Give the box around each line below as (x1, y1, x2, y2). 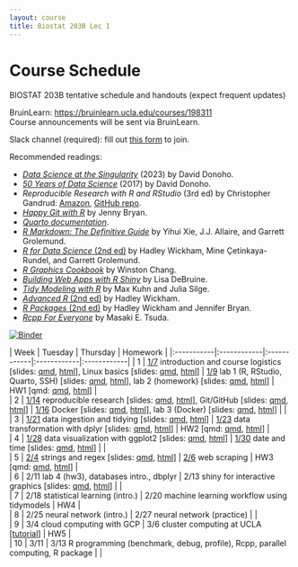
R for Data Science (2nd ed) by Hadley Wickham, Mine (22, 245, 225, 256)
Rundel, (22, 255, 51, 266)
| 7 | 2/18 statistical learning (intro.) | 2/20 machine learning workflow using (9, 491, 287, 501)
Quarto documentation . (22, 217, 110, 227)
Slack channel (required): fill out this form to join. (9, 134, 190, 145)
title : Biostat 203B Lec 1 (9, 22, 110, 31)
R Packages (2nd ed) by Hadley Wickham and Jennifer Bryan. (22, 303, 252, 314)
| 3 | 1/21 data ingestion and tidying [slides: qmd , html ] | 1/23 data (9, 414, 251, 425)
